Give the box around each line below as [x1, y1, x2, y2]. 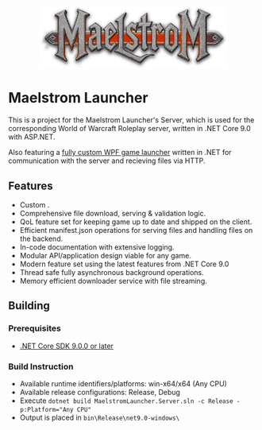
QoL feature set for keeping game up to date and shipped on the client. [19, 217, 252, 227]
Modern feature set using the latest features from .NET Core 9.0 [19, 259, 229, 269]
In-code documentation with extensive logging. [19, 242, 175, 252]
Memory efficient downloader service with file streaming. [19, 276, 208, 285]
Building [8, 299, 50, 312]
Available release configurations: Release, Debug [19, 387, 181, 397]
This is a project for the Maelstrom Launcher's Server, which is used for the [8, 115, 255, 125]
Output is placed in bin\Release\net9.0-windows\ [19, 413, 180, 422]
